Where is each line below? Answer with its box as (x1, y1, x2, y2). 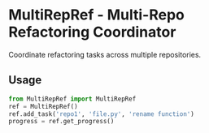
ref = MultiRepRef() (8, 102, 79, 110)
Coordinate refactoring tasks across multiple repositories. (8, 49, 202, 59)
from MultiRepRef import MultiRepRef (8, 95, 137, 103)
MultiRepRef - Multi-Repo (8, 6, 185, 24)
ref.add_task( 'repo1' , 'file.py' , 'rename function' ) (8, 109, 195, 118)
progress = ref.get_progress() (8, 118, 115, 126)
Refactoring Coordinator (8, 23, 176, 41)
